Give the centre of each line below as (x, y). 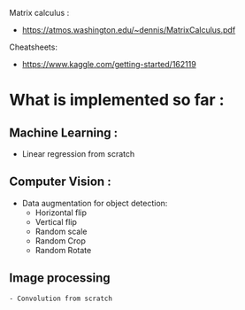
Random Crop (61, 240)
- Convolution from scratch (61, 298)
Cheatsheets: (33, 47)
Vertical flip (56, 221)
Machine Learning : (64, 132)
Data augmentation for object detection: (95, 203)
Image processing (60, 278)
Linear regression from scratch (78, 154)
